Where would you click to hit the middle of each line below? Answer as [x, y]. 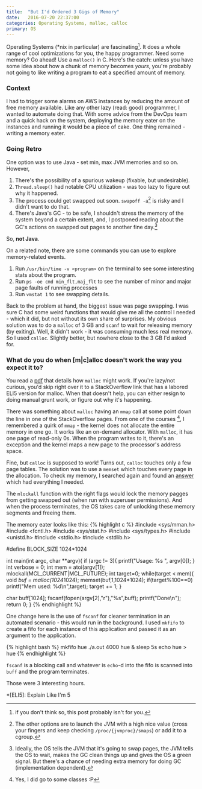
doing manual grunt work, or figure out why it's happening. [79, 400]
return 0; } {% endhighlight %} [44, 604]
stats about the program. [46, 274]
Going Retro [24, 149]
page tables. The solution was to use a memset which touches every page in [99, 469]
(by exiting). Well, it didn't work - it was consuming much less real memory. [99, 331]
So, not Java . [23, 238]
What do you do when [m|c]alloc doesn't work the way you [94, 360]
